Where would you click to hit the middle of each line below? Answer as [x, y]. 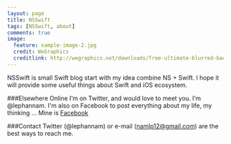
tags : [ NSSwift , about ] [41, 26]
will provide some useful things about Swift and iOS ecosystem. [97, 85]
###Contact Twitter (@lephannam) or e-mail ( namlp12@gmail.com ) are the [113, 126]
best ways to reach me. [40, 133]
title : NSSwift [29, 20]
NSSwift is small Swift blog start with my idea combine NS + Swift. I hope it [113, 77]
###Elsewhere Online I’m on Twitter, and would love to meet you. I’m [104, 98]
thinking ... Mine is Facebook [48, 112]
